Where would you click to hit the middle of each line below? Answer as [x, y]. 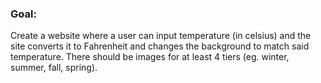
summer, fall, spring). [54, 68]
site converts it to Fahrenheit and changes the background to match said [160, 46]
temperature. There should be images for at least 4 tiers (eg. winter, [150, 57]
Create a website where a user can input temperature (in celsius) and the [161, 36]
